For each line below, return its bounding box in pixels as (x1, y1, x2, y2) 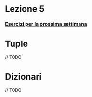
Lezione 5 (5, 3, 45, 14)
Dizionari (5, 71, 42, 83)
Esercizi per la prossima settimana (5, 21, 88, 28)
